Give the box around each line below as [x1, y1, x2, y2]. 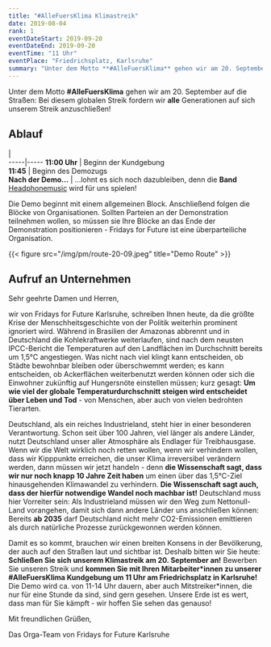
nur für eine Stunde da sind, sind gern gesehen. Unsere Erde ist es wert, [8, 590, 248, 599]
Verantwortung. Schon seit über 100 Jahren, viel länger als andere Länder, [8, 428, 256, 438]
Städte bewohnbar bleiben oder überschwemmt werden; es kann [8, 361, 224, 370]
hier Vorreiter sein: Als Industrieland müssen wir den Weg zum [8, 497, 216, 506]
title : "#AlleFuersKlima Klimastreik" [8, 11, 139, 20]
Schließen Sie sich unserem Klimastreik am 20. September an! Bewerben [8, 556, 257, 565]
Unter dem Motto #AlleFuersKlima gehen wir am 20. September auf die [8, 87, 248, 96]
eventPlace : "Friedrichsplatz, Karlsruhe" [8, 57, 153, 66]
